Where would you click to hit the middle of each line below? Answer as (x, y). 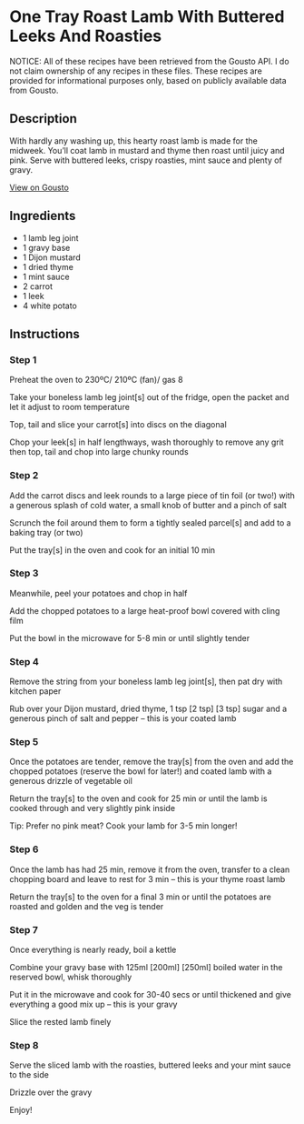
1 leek (33, 296)
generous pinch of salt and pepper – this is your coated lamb (123, 718)
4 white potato (49, 306)
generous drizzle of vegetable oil (71, 781)
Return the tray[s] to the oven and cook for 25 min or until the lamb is (138, 798)
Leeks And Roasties (85, 36)
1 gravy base (46, 247)
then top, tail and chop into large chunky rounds (99, 452)
